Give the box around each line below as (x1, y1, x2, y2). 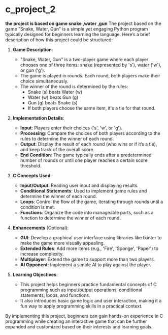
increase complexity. (20, 250, 64, 257)
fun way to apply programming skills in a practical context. (20, 303, 143, 309)
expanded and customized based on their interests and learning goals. (5, 323, 153, 329)
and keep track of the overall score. (20, 146, 95, 152)
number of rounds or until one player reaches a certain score (20, 157, 148, 163)
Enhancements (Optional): (12, 225, 69, 231)
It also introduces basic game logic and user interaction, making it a (20, 297, 162, 303)
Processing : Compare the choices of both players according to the (20, 130, 161, 136)
